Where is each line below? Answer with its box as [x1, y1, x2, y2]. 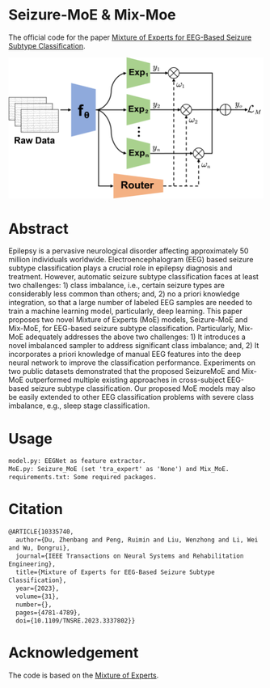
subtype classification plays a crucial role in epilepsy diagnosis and [8, 263, 233, 273]
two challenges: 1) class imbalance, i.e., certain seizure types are [8, 281, 225, 291]
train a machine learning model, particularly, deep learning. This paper [8, 306, 243, 316]
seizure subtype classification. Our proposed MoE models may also [31, 384, 256, 393]
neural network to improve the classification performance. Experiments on [8, 358, 256, 367]
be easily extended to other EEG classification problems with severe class [8, 393, 255, 402]
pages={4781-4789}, [15, 609, 82, 617]
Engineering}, [8, 560, 57, 568]
